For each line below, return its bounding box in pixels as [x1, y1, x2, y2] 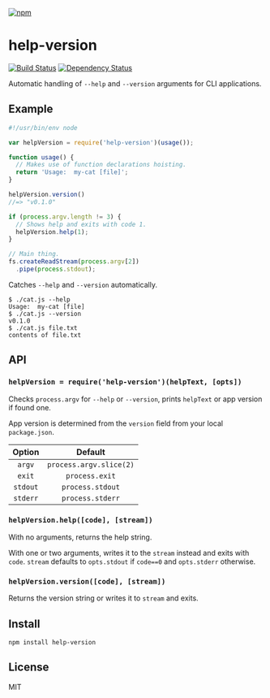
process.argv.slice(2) [47, 460, 135, 469]
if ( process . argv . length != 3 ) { [8, 212, 122, 221]
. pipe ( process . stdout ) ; [15, 265, 96, 273]
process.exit [66, 471, 116, 480]
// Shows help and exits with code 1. [15, 220, 148, 228]
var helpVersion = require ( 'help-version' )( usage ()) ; [8, 138, 195, 146]
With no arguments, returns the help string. [8, 532, 152, 542]
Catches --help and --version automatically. [8, 280, 158, 289]
